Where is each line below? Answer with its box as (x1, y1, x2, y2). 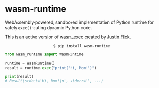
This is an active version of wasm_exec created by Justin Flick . (5, 34, 131, 40)
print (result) (5, 74, 34, 79)
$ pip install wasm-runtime (53, 43, 110, 48)
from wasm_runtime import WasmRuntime (5, 52, 84, 57)
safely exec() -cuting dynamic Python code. (5, 24, 92, 30)
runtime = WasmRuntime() (5, 61, 55, 66)
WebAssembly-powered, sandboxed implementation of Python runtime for (5, 19, 154, 25)
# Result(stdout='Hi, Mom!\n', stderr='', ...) (5, 79, 104, 84)
